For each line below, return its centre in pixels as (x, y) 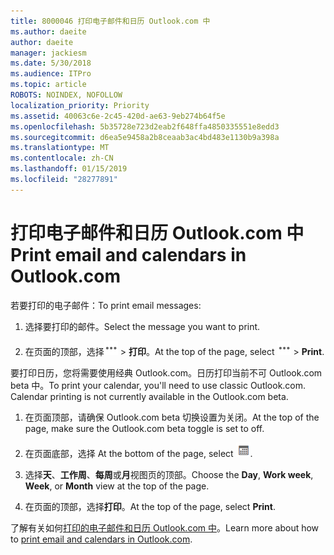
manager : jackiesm (48, 53)
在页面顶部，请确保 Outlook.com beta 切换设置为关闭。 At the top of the (172, 417)
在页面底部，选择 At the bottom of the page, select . (138, 453)
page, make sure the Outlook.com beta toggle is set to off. (144, 428)
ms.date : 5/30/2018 (51, 63)
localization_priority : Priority (80, 105)
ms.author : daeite (48, 31)
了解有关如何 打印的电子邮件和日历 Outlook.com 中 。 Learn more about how (165, 527)
